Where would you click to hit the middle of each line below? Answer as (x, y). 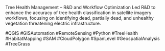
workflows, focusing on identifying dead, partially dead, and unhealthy (80, 18)
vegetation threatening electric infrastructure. (53, 23)
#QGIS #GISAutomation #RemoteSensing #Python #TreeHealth (72, 33)
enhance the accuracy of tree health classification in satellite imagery (78, 13)
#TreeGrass (18, 44)
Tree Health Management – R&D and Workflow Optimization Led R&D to (80, 7)
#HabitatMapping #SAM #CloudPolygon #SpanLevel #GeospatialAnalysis (82, 38)
